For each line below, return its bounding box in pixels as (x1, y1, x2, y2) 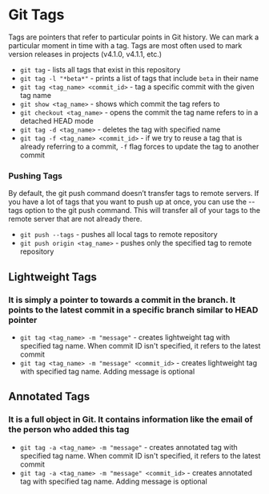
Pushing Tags (8, 170, 62, 182)
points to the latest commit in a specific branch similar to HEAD (8, 304, 259, 315)
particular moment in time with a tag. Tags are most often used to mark (8, 40, 243, 50)
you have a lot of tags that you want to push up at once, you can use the (8, 197, 247, 206)
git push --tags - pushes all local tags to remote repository (19, 230, 218, 239)
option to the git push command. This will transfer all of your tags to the (24, 206, 261, 215)
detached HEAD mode (19, 116, 94, 125)
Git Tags (8, 6, 65, 24)
